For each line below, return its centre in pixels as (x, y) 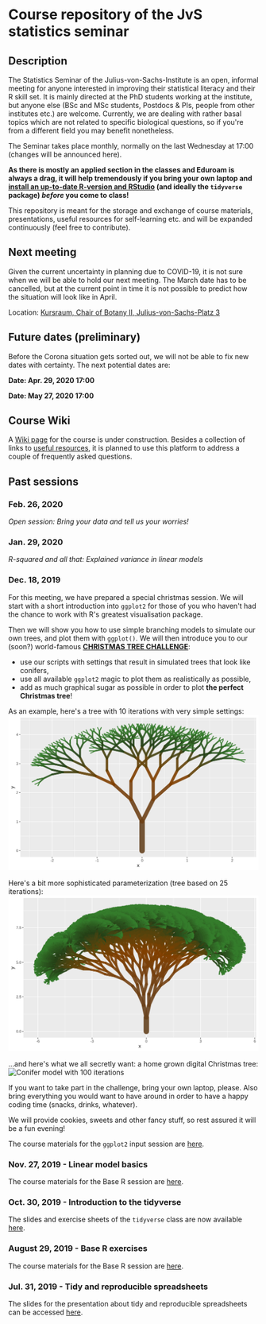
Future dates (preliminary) (75, 337)
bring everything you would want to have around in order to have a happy (128, 1096)
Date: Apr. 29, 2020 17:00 (52, 380)
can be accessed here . (46, 1312)
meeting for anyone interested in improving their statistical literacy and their (132, 88)
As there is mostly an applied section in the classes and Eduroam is (121, 170)
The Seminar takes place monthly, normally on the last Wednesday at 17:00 (131, 146)
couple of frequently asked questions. (70, 457)
